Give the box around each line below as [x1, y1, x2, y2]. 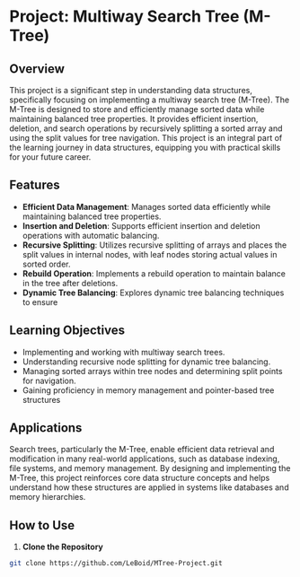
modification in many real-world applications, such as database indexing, [9, 453, 280, 464]
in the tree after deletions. [22, 277, 119, 288]
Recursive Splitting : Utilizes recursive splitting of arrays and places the [22, 240, 287, 250]
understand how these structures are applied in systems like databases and [9, 482, 289, 493]
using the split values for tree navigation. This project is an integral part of [9, 133, 283, 143]
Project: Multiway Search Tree [9, 6, 240, 27]
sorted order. [22, 258, 71, 269]
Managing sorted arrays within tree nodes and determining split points [22, 365, 283, 376]
